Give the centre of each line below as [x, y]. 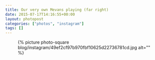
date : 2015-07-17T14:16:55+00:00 [40, 14]
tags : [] [14, 28]
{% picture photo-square [43, 42]
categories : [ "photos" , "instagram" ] [45, 24]
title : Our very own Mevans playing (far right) [57, 10]
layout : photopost [24, 19]
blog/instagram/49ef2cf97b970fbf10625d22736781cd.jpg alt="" [84, 48]
